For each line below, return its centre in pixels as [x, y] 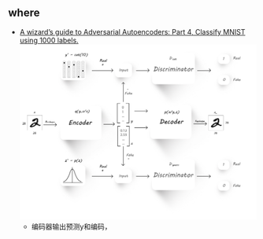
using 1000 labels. [49, 40]
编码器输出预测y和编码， [71, 226]
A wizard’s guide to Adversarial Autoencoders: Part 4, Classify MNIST [132, 31]
